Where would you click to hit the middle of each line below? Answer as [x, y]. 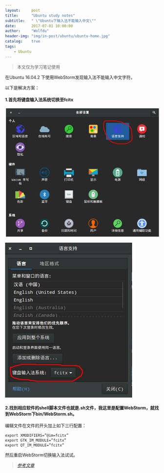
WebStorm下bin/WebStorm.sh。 [43, 414]
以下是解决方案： [22, 88]
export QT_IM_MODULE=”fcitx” [35, 446]
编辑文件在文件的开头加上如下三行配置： [46, 426]
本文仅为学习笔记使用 [38, 67]
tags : [10, 47]
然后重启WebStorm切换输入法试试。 [41, 455]
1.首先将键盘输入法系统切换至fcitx [39, 100]
